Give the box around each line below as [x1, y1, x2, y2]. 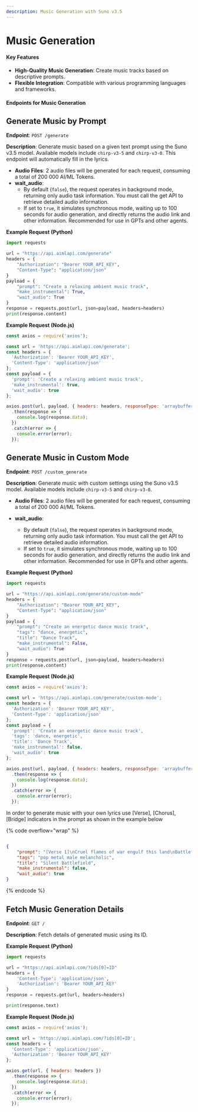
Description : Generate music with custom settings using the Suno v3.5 [6, 479, 179, 486]
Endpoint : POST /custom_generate [6, 468, 87, 475]
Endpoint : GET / [6, 919, 45, 926]
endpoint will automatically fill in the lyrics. [6, 155, 109, 163]
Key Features [6, 54, 39, 61]
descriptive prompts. [14, 73, 65, 80]
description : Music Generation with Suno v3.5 [6, 8, 123, 15]
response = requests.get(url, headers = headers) [6, 992, 126, 998]
